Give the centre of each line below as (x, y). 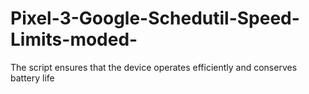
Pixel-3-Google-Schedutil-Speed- (155, 18)
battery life (32, 78)
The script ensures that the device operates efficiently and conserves (154, 67)
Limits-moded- (74, 39)
